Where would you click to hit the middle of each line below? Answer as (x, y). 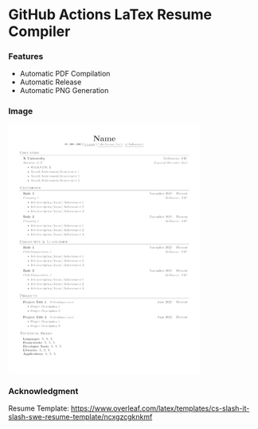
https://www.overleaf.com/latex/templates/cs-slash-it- (160, 408)
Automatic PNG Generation (64, 91)
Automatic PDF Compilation (65, 74)
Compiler (39, 31)
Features (26, 57)
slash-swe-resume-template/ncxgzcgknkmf (80, 417)
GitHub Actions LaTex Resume (110, 15)
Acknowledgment (43, 391)
